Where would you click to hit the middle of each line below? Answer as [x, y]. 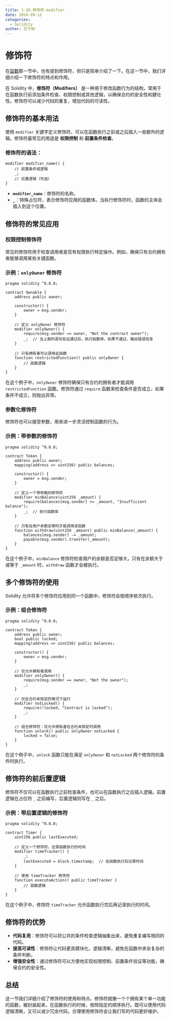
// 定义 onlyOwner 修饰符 [40, 325]
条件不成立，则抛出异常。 [32, 395]
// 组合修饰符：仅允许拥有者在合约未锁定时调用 [58, 726]
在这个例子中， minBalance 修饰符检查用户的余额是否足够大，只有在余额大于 [84, 558]
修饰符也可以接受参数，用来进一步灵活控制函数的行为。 [63, 422]
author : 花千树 [20, 29]
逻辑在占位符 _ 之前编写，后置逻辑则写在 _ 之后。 [57, 798]
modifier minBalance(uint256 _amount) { [58, 497]
